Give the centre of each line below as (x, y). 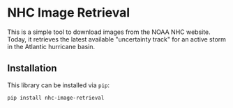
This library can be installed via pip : (59, 85)
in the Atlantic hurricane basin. (51, 46)
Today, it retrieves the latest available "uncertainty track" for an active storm (117, 39)
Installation (32, 68)
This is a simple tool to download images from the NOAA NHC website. (109, 32)
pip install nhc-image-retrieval (56, 98)
